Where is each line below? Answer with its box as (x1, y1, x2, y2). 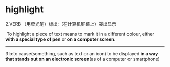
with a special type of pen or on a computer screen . (5, 36, 116, 42)
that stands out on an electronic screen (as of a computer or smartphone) (5, 56, 160, 62)
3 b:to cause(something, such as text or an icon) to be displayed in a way (5, 50, 158, 56)
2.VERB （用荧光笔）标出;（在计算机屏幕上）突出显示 (5, 21, 116, 27)
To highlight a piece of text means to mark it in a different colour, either (6, 31, 154, 37)
